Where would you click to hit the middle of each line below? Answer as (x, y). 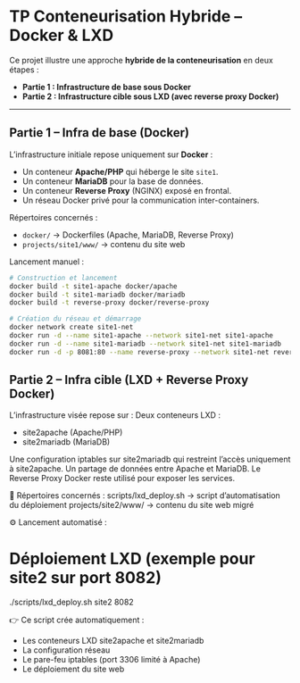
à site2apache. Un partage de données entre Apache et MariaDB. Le (135, 469)
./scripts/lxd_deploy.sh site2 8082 (71, 602)
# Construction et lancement (63, 278)
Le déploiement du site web (73, 669)
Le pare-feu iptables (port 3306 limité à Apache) (111, 660)
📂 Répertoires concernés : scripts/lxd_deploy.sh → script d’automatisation (145, 496)
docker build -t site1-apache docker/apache (93, 286)
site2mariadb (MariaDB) (66, 442)
